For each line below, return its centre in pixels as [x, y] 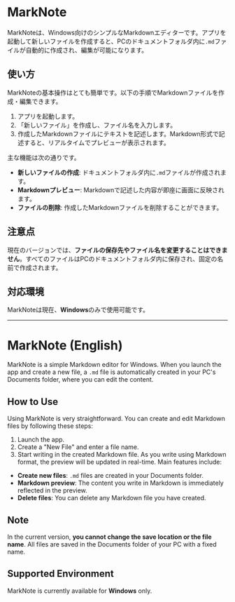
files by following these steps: [50, 426]
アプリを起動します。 [48, 116]
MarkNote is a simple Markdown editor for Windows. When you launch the [114, 365]
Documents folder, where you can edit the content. [80, 380]
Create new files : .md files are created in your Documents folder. [111, 476]
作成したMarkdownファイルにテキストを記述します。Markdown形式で [118, 133]
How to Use [33, 402]
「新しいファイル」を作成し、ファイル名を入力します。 [97, 125]
